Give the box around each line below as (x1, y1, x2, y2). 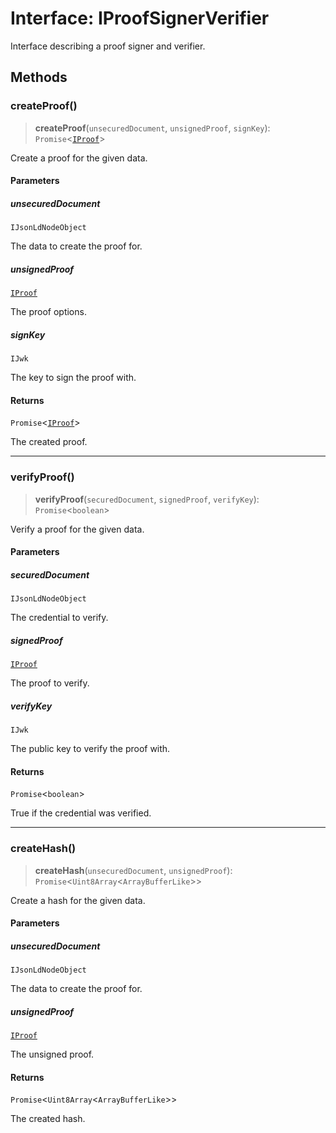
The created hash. (10, 1113, 86, 1125)
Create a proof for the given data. (10, 152, 148, 164)
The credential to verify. (10, 612, 109, 624)
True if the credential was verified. (10, 807, 152, 819)
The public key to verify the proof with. (10, 743, 171, 755)
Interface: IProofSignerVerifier (10, 7, 270, 30)
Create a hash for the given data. (10, 894, 146, 906)
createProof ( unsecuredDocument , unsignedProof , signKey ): (34, 122, 271, 134)
